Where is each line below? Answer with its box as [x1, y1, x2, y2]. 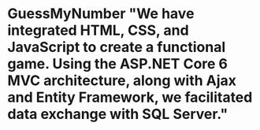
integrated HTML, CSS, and [7, 21, 190, 39]
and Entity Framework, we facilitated [7, 88, 253, 106]
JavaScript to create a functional [7, 39, 226, 56]
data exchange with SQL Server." [7, 106, 228, 123]
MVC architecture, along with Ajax [7, 72, 237, 90]
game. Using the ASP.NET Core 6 [7, 55, 228, 73]
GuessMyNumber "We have [7, 5, 195, 23]
